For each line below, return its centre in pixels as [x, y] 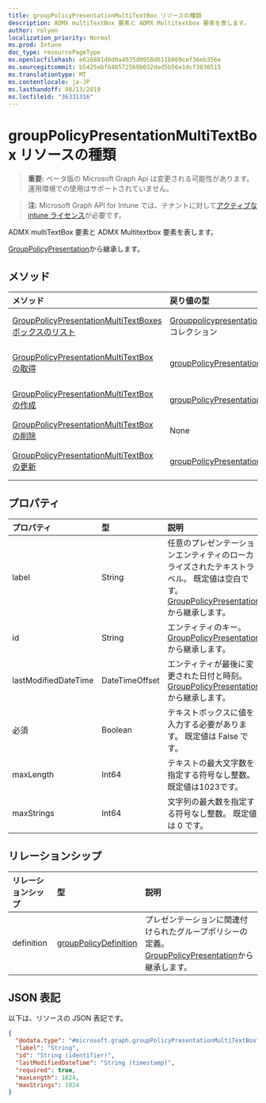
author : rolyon [33, 30]
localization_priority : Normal [60, 38]
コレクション [194, 332]
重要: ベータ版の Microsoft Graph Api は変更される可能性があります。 [141, 178]
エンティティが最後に [207, 664]
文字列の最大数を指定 [207, 802]
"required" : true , [46, 1070]
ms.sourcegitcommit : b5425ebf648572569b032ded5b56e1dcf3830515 [115, 67]
